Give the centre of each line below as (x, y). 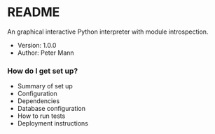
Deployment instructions (53, 123)
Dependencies (39, 101)
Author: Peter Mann (46, 53)
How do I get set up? (43, 71)
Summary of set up (45, 86)
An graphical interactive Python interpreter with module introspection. (108, 32)
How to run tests (41, 116)
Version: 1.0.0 (37, 45)
